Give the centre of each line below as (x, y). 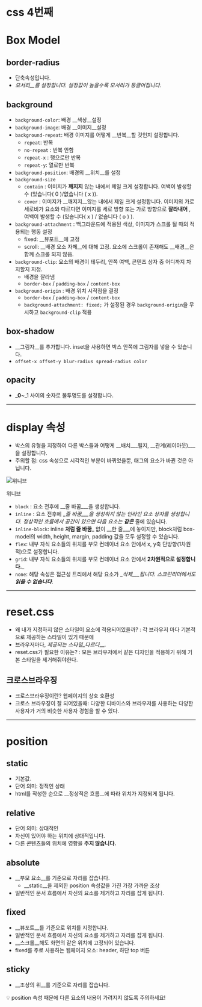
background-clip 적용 (66, 312)
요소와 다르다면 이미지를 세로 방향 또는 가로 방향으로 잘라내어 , (118, 209)
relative (21, 813)
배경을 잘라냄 (39, 277)
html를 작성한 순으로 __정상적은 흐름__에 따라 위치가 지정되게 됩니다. (95, 794)
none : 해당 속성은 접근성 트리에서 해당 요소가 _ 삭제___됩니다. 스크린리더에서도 (105, 574)
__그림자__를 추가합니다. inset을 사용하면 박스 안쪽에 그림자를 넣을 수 (95, 346)
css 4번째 (30, 12)
